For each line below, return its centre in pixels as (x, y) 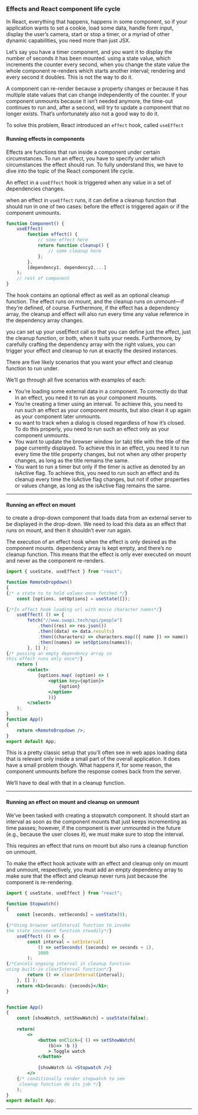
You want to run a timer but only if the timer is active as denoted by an (100, 467)
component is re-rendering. (40, 882)
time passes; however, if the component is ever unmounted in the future (93, 828)
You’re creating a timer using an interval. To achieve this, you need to (98, 404)
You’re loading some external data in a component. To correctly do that (101, 391)
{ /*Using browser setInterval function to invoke (68, 925)
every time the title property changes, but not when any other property (100, 454)
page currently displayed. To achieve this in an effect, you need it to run (102, 448)
